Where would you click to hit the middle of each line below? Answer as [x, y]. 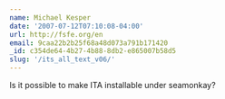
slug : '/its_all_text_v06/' [63, 59]
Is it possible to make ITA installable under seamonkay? [112, 85]
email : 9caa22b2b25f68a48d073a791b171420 [89, 43]
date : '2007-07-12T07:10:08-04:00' [77, 26]
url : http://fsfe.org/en [56, 34]
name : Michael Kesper [50, 18]
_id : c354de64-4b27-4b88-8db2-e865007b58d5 [93, 51]
